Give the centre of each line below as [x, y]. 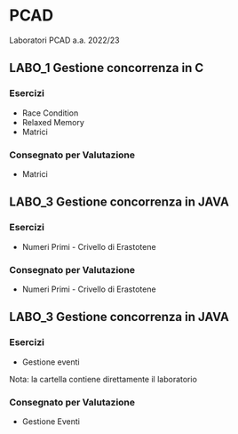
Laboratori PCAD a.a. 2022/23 [64, 40]
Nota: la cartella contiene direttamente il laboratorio [103, 379]
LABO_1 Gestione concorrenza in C [107, 68]
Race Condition [50, 113]
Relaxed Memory [53, 122]
